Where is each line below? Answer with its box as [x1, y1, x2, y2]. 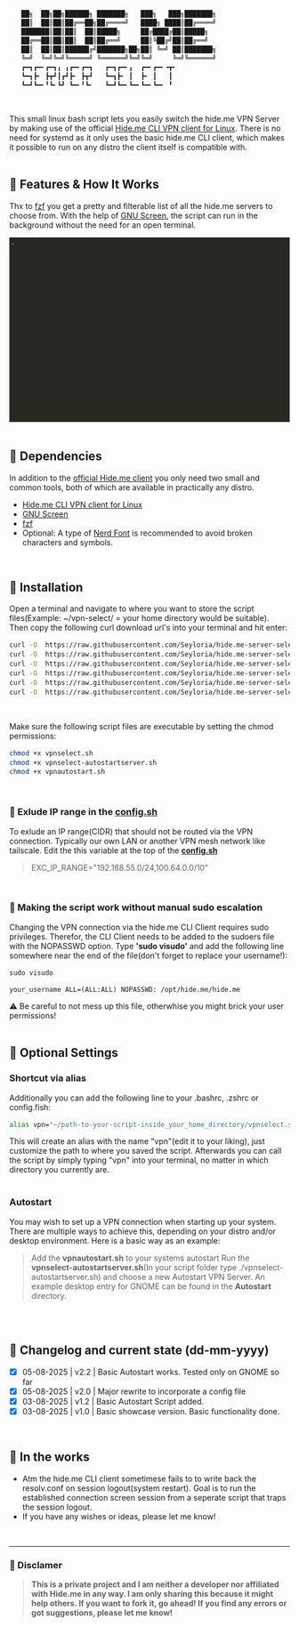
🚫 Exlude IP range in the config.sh [9, 806, 158, 818]
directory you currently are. [9, 1164, 109, 1175]
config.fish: [9, 1101, 52, 1112]
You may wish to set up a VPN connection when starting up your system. [9, 1216, 277, 1227]
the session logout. [21, 1502, 93, 1512]
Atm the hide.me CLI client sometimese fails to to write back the [21, 1473, 256, 1484]
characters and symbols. [21, 536, 114, 547]
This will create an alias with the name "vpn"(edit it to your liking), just [9, 1136, 265, 1147]
